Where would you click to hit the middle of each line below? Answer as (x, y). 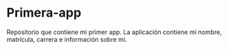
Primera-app (44, 13)
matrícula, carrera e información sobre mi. (67, 39)
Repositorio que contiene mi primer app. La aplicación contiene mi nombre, (114, 32)
